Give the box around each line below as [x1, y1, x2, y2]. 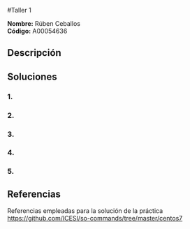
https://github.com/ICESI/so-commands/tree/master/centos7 [7, 214, 183, 223]
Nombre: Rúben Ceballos [7, 20, 80, 27]
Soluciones [7, 71, 57, 82]
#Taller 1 [7, 6, 31, 14]
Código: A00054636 [7, 27, 68, 35]
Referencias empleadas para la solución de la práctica [7, 207, 163, 215]
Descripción [7, 47, 61, 59]
